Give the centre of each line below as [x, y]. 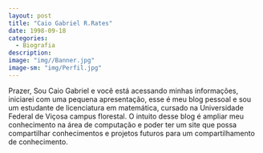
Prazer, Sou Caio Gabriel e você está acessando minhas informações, [123, 91]
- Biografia [36, 46]
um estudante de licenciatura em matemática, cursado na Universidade [126, 107]
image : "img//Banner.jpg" [51, 61]
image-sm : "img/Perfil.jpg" [55, 68]
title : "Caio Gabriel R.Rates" [61, 23]
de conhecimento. [38, 142]
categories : [28, 38]
